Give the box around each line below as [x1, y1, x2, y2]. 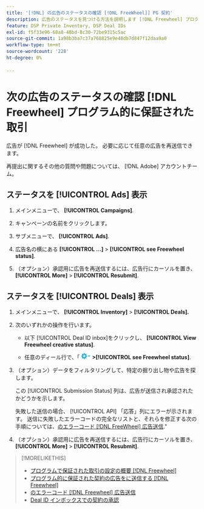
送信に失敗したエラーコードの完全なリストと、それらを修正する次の [27, 415, 197, 423]
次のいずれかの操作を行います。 [15, 321, 95, 329]
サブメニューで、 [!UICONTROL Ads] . [15, 233, 110, 240]
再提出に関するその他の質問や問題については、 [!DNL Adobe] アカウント [6, 162, 187, 170]
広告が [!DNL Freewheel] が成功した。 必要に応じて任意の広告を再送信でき [6, 142, 193, 149]
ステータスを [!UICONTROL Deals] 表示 [6, 291, 154, 301]
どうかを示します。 [20, 395, 69, 402]
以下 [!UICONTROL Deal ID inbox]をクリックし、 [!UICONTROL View [24, 334, 197, 342]
